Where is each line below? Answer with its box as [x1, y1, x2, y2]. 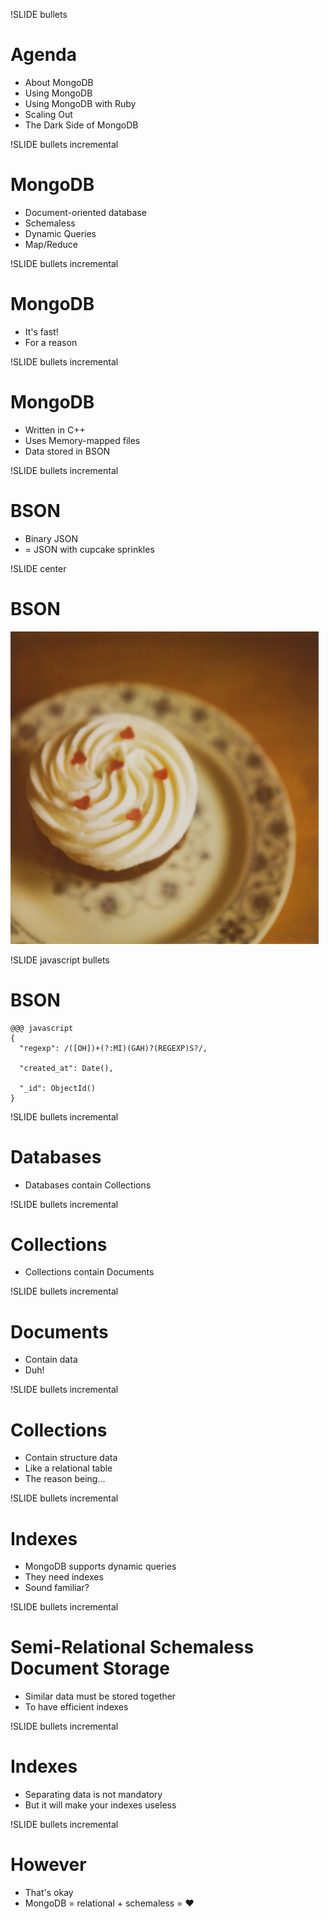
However [10, 1854, 87, 1876]
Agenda [10, 44, 77, 66]
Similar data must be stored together [24, 1690, 177, 1703]
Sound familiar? [24, 1582, 90, 1594]
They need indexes [24, 1571, 104, 1583]
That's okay [24, 1887, 74, 1899]
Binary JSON [24, 532, 79, 544]
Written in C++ [24, 424, 86, 436]
